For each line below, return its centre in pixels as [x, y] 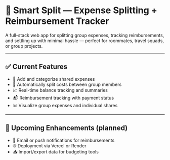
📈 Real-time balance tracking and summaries [60, 90]
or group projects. [24, 46]
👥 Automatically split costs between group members [67, 84]
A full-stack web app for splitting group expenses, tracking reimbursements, [85, 35]
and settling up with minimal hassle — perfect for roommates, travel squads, [85, 41]
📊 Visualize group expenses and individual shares [65, 105]
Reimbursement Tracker [57, 21]
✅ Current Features [36, 67]
